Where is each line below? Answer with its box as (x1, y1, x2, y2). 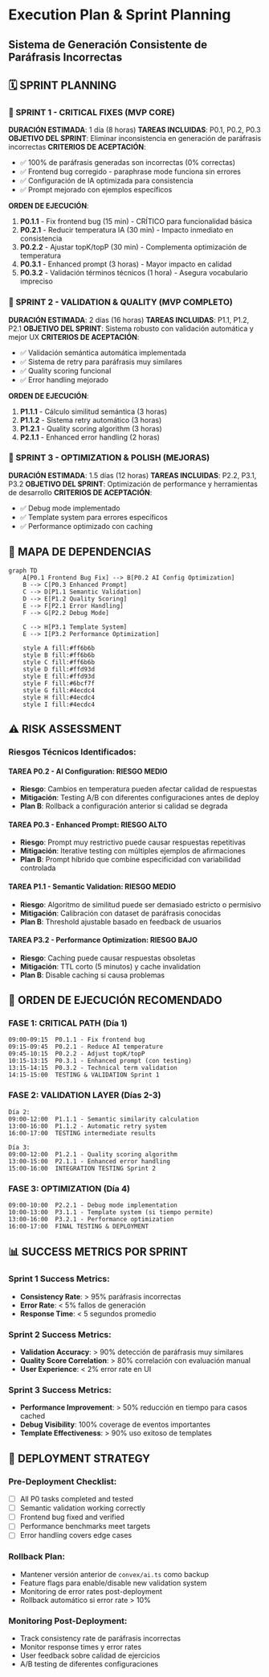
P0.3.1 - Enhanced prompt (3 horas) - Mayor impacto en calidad (19, 259, 232, 269)
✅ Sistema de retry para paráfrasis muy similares (19, 357, 183, 366)
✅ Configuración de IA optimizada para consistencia (19, 176, 194, 186)
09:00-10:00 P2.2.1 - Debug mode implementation (8, 1201, 178, 1209)
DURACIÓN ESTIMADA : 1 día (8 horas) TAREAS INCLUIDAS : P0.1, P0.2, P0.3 (8, 125, 261, 134)
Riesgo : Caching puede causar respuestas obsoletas (19, 952, 196, 963)
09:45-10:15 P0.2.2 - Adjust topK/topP (8, 1050, 146, 1058)
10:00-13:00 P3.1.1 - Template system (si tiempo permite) (8, 1208, 214, 1216)
